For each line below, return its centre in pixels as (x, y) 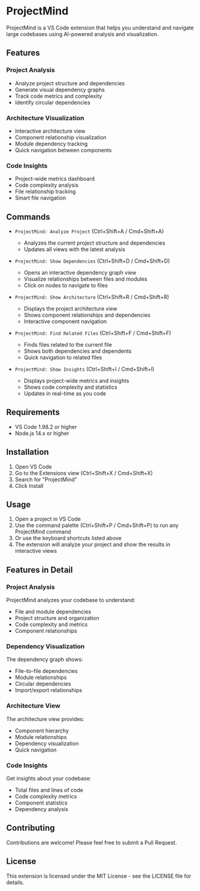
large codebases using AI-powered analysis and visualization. (82, 34)
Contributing (31, 828)
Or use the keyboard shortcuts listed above (68, 538)
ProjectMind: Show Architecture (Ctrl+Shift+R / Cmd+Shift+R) (92, 297)
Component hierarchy (42, 731)
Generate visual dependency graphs (60, 90)
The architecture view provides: (46, 719)
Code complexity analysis (47, 185)
